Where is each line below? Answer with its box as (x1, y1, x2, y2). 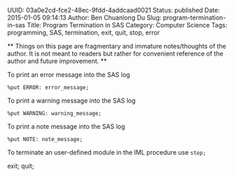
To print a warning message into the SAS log (7, 96, 136, 105)
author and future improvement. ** (7, 57, 107, 65)
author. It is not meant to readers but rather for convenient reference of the (7, 49, 223, 58)
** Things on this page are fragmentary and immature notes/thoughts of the (7, 42, 226, 50)
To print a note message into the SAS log (7, 122, 125, 131)
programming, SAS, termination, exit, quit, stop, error (7, 28, 160, 37)
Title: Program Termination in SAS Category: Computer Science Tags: (27, 21, 228, 29)
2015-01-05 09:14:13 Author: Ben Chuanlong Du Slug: (7, 13, 162, 22)
